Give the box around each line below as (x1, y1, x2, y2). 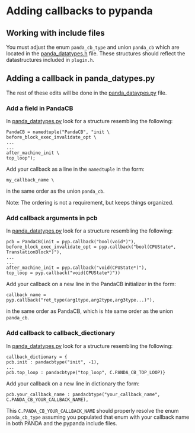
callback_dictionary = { (6, 354, 68, 360)
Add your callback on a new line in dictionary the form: (6, 379, 140, 387)
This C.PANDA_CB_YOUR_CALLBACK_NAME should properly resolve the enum (6, 407, 179, 414)
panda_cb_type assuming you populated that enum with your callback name (6, 413, 190, 421)
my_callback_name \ (6, 177, 55, 183)
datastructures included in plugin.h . (6, 57, 95, 63)
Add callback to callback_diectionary (6, 329, 116, 337)
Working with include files (6, 28, 105, 38)
